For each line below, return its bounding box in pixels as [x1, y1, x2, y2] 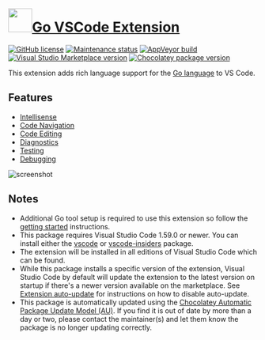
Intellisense [19, 111, 57, 122]
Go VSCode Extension [32, 18, 180, 36]
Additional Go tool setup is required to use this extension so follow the [19, 213, 248, 223]
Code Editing [19, 129, 62, 138]
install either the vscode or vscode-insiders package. [19, 238, 194, 248]
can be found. [19, 255, 66, 265]
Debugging [19, 154, 57, 164]
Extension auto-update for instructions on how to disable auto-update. [19, 289, 249, 298]
